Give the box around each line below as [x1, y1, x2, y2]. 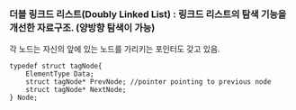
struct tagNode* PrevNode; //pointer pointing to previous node [25, 78, 272, 87]
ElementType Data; [25, 69, 94, 78]
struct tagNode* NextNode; [25, 86, 127, 95]
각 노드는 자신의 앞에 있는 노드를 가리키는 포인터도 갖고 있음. [9, 43, 220, 55]
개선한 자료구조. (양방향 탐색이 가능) [9, 21, 156, 33]
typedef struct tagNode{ [9, 61, 103, 71]
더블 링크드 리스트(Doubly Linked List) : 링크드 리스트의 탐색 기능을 [9, 7, 287, 20]
